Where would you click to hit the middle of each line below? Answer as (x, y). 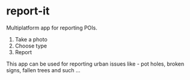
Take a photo (31, 39)
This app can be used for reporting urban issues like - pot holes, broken (95, 64)
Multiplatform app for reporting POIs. (52, 28)
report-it (28, 11)
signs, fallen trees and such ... (43, 70)
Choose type (31, 46)
